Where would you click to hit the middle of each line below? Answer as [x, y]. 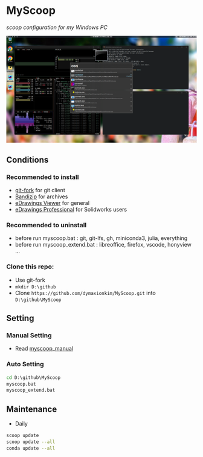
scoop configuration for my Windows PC [57, 27]
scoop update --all [31, 442]
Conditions [27, 160]
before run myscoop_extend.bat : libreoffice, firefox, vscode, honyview [103, 245]
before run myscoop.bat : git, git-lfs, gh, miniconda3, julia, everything [101, 238]
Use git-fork [30, 280]
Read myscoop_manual [44, 349]
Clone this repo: [30, 267]
